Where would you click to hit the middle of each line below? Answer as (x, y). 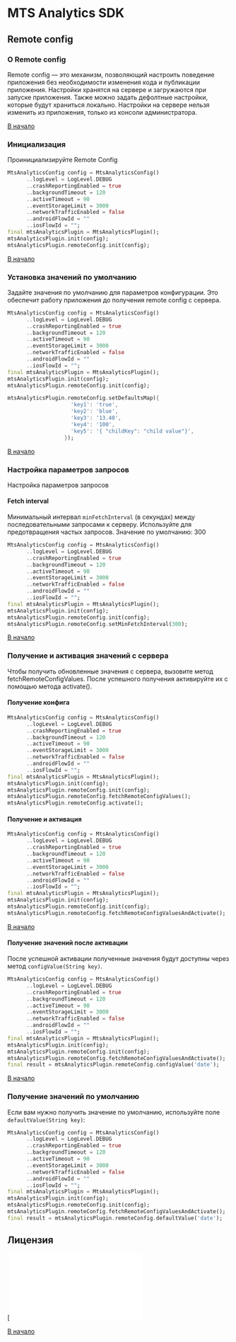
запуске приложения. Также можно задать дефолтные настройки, (108, 97)
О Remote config (37, 59)
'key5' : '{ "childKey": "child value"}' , (132, 431)
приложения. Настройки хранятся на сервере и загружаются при (107, 89)
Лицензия (30, 1240)
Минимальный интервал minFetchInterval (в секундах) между (101, 517)
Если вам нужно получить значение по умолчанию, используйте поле (114, 1112)
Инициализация (36, 144)
